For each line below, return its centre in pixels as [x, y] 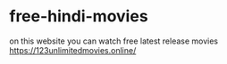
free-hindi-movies [79, 16]
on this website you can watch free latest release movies [114, 41]
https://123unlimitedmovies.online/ [73, 50]
